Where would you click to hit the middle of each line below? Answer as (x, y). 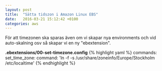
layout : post (19, 10)
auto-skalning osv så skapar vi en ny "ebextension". (58, 43)
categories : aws (22, 24)
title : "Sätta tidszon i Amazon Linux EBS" (52, 14)
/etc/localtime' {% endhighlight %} (40, 63)
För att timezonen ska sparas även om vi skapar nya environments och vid (81, 38)
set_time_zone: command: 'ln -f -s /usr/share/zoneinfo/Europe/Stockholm (80, 58)
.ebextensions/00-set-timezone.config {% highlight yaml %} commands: (81, 53)
